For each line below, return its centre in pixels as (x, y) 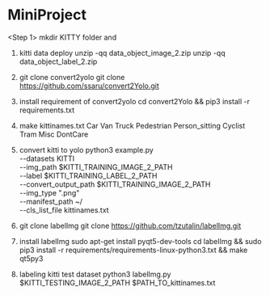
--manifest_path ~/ (51, 201)
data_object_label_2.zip (58, 61)
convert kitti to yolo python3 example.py (86, 150)
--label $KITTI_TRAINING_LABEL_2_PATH (88, 175)
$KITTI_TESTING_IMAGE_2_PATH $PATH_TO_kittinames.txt (117, 282)
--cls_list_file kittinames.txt (64, 210)
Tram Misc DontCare (54, 134)
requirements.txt (47, 110)
